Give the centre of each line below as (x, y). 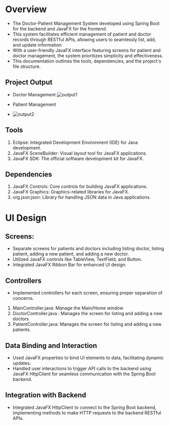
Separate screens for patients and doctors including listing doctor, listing (88, 249)
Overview (26, 9)
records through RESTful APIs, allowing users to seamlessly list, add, (84, 40)
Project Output (29, 82)
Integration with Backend (46, 395)
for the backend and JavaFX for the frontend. (60, 28)
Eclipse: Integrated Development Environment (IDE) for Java (75, 142)
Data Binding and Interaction (51, 345)
